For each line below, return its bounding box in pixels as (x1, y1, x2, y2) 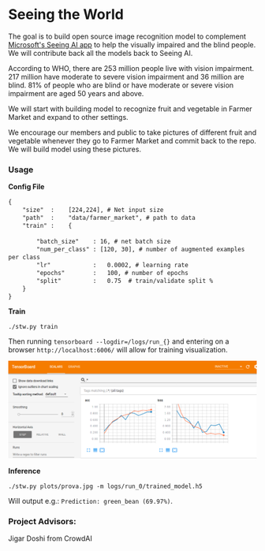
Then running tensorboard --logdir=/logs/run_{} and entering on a (8, 337, 230, 346)
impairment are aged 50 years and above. (8, 88, 144, 98)
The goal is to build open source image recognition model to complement (8, 32, 247, 41)
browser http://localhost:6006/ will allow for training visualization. (8, 345, 228, 355)
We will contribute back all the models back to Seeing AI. (8, 48, 193, 58)
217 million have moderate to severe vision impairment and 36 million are (8, 72, 244, 81)
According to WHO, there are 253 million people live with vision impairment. (8, 63, 255, 73)
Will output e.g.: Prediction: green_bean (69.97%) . (8, 496, 174, 505)
